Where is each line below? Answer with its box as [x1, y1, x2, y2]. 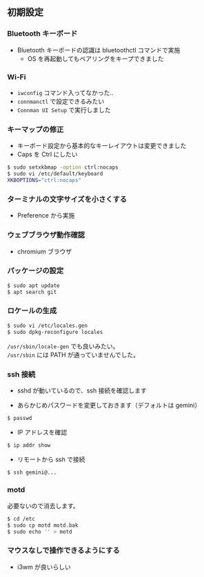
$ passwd [7, 415, 32, 421]
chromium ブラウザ [17, 247, 72, 255]
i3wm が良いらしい [17, 563, 71, 571]
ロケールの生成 [7, 306, 57, 315]
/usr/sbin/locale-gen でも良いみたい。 [7, 342, 119, 350]
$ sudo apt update [7, 282, 60, 289]
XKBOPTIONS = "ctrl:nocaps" [7, 177, 81, 184]
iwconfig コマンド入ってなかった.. [17, 88, 114, 96]
